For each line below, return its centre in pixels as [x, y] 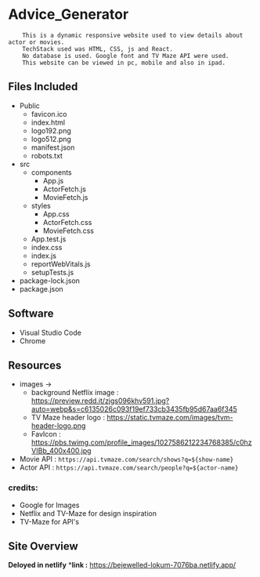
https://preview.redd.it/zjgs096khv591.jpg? [100, 401]
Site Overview [43, 546]
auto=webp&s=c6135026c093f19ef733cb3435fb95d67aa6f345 [134, 409]
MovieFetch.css [68, 230]
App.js [53, 180]
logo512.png [51, 139]
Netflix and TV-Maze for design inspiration [88, 513]
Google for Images [49, 505]
